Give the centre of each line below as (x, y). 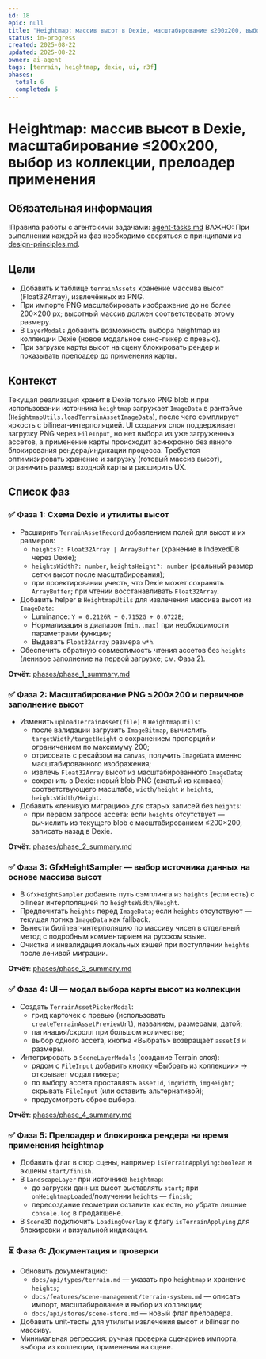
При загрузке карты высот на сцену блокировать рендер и (120, 347)
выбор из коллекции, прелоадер (122, 162)
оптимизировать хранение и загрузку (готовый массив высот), (115, 459)
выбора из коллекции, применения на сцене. (96, 1347)
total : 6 (30, 82)
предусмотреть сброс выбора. (84, 1099)
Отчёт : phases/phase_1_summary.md (69, 674)
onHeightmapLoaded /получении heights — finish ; (112, 1196)
